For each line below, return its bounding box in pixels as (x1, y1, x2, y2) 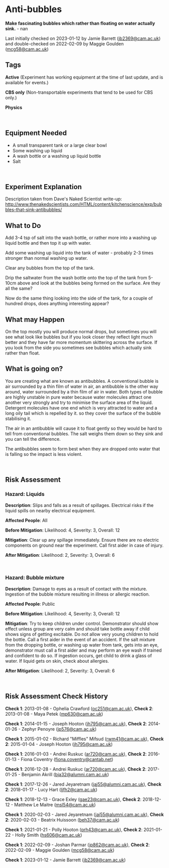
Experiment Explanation (5, 183, 82, 191)
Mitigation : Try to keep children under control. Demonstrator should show (5, 620, 158, 626)
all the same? (5, 285, 33, 292)
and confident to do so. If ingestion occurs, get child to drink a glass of (5, 652, 152, 659)
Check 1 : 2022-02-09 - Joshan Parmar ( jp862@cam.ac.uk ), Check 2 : (5, 841, 150, 848)
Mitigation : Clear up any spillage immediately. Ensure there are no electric (5, 537, 159, 543)
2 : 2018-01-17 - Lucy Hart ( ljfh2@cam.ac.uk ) (5, 786, 98, 792)
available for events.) (5, 79, 49, 85)
